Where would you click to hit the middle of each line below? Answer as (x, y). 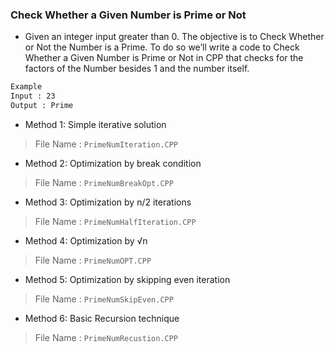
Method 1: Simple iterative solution (95, 124)
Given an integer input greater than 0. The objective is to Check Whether (174, 37)
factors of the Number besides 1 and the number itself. (137, 69)
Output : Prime (42, 106)
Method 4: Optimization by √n (86, 240)
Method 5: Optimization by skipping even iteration (127, 279)
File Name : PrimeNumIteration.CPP (106, 144)
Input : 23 (33, 96)
